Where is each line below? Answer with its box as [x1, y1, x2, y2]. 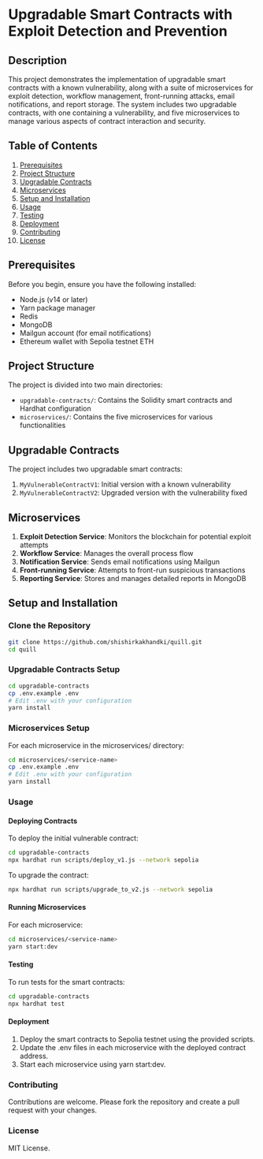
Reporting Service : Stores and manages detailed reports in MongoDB [19, 574, 246, 583]
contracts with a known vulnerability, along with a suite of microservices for [8, 83, 254, 92]
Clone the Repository [8, 620, 91, 632]
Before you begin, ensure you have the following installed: [8, 279, 197, 289]
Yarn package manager [19, 303, 96, 312]
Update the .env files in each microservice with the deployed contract [19, 1042, 246, 1052]
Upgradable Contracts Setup [8, 664, 120, 675]
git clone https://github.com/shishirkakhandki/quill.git [8, 638, 202, 646]
